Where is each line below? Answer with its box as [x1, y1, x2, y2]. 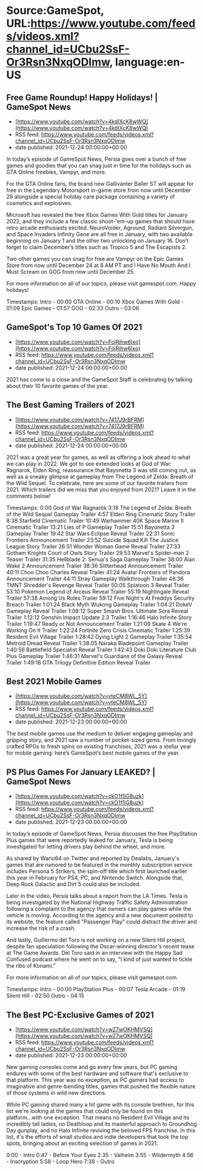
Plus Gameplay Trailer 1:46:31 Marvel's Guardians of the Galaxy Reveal [6, 652, 183, 659]
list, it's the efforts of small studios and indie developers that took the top [6, 1133, 189, 1141]
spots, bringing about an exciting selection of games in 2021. [6, 1139, 159, 1147]
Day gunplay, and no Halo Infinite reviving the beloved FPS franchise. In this [6, 1127, 196, 1134]
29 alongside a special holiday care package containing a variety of [6, 193, 175, 200]
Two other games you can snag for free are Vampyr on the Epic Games [6, 256, 184, 262]
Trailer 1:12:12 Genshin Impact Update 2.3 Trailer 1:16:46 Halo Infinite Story [6, 614, 192, 621]
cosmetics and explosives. [6, 200, 73, 206]
